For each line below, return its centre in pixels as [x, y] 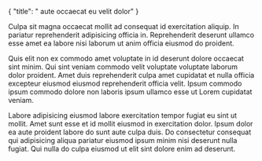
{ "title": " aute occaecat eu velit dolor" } [74, 11]
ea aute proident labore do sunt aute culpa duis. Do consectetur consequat [130, 132]
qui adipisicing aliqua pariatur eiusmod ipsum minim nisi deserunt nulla [123, 140]
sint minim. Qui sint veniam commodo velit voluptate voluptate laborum [123, 67]
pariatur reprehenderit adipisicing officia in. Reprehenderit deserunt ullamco [131, 35]
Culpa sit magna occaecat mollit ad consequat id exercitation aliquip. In [124, 26]
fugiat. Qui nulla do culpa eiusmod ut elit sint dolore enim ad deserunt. [122, 149]
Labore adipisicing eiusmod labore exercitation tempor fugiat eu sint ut [123, 115]
